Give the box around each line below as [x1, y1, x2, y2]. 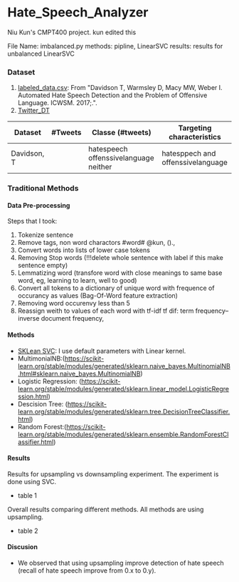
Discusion [7, 543, 38, 551]
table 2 [17, 526, 38, 535]
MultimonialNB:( [17, 354, 65, 363]
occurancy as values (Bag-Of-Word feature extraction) [17, 291, 178, 300]
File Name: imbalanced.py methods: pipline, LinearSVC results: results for [7, 41, 223, 50]
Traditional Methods [7, 184, 79, 194]
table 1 [17, 491, 38, 500]
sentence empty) [17, 261, 68, 270]
